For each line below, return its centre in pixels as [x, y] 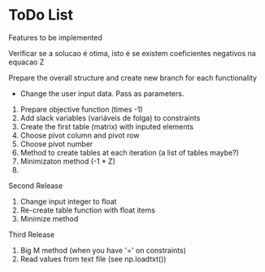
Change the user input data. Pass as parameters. [102, 93]
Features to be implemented [56, 37]
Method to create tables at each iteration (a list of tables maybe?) [130, 152]
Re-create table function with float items [88, 210]
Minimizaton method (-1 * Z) [68, 161]
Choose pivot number [56, 143]
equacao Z [26, 62]
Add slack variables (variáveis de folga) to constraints [110, 118]
